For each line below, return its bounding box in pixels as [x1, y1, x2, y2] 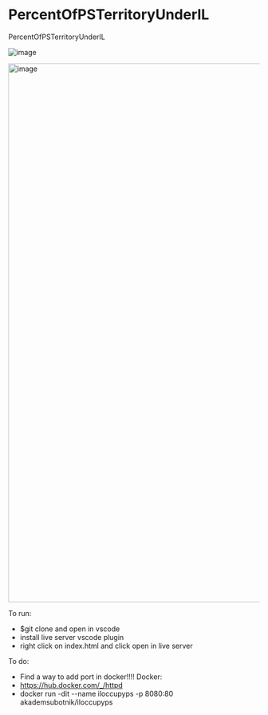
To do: [8, 656, 30, 666]
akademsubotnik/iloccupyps [19, 697, 113, 707]
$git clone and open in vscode [19, 624, 120, 634]
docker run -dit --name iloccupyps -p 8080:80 [19, 689, 174, 698]
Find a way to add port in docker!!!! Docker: [19, 672, 163, 681]
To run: [8, 608, 32, 618]
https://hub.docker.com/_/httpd [19, 680, 124, 689]
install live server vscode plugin [19, 632, 124, 642]
